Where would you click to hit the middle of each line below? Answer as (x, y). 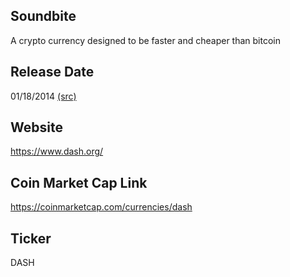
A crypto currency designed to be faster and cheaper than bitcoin (145, 40)
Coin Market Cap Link (79, 182)
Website (36, 127)
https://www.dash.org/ (57, 151)
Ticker (31, 238)
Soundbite (43, 16)
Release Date (52, 72)
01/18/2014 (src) (43, 96)
